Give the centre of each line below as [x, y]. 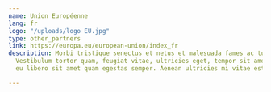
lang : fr [23, 23]
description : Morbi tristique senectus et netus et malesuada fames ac [131, 53]
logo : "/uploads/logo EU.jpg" [59, 31]
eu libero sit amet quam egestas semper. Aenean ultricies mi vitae [133, 69]
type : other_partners [45, 38]
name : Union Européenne [48, 16]
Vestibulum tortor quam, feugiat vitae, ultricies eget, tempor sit [133, 61]
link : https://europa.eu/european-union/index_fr [94, 46]
